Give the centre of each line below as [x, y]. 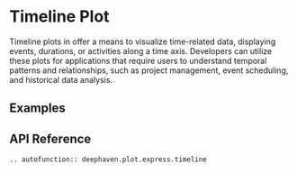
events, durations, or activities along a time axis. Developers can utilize [141, 50]
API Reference [50, 138]
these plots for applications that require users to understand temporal [138, 60]
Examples [37, 109]
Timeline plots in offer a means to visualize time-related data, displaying [143, 41]
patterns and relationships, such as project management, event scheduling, [149, 70]
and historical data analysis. [61, 79]
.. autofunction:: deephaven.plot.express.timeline [108, 159]
